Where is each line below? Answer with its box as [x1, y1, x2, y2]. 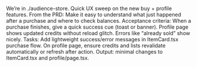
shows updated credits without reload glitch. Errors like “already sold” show [6, 30, 191, 37]
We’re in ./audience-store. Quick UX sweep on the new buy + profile [6, 5, 172, 12]
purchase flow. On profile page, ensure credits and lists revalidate [6, 42, 166, 49]
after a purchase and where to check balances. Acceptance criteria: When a [6, 17, 192, 24]
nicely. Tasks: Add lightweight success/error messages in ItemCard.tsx [6, 36, 179, 43]
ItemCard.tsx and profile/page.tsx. [6, 55, 90, 61]
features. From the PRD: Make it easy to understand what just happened [6, 11, 182, 18]
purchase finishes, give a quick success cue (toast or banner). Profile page [6, 23, 189, 30]
